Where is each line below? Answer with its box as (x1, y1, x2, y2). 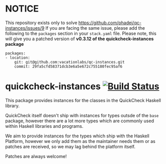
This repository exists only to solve (5, 20, 77, 26)
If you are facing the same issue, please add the (45, 25, 145, 31)
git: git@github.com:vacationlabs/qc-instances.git (14, 59, 125, 64)
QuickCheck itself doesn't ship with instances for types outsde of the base (5, 112, 159, 118)
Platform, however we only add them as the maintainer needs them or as (5, 138, 156, 144)
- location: (5, 55, 30, 60)
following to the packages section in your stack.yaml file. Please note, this (5, 30, 157, 36)
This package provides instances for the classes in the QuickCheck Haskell (5, 97, 161, 103)
